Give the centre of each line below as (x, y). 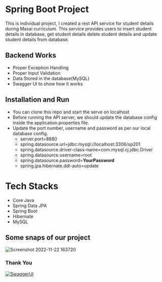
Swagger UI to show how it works (48, 84)
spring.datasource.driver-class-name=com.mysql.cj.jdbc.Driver (86, 149)
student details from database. (37, 39)
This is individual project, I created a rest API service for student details (79, 23)
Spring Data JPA (30, 206)
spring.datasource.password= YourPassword (67, 160)
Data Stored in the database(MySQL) (51, 78)
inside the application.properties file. (51, 123)
